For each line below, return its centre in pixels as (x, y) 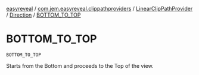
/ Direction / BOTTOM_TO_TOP (43, 15)
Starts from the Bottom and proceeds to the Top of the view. (80, 65)
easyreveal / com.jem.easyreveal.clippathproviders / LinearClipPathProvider (99, 9)
